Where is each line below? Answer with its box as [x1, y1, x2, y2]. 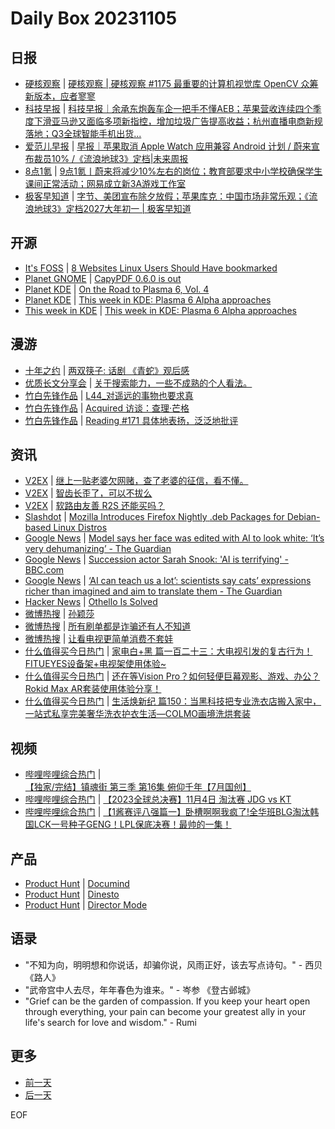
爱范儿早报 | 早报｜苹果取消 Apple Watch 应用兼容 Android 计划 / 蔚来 [24, 140, 312, 152]
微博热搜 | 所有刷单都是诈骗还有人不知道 [24, 620, 192, 632]
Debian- [286, 511, 321, 523]
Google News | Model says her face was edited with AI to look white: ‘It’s [24, 532, 325, 544]
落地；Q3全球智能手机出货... [24, 128, 142, 139]
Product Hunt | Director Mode [24, 899, 148, 911]
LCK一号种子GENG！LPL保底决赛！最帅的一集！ [33, 818, 232, 831]
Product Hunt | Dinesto [24, 888, 120, 901]
